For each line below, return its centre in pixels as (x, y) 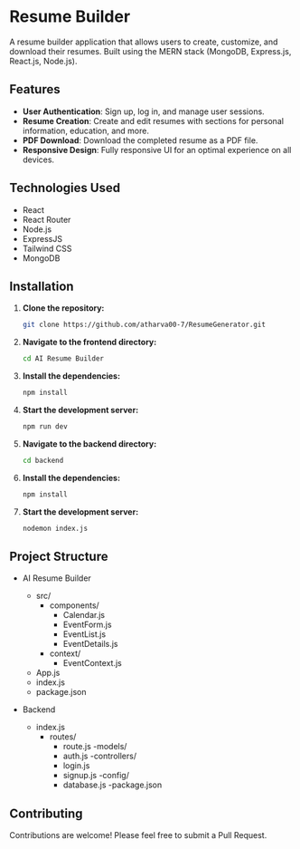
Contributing (46, 813)
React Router (47, 219)
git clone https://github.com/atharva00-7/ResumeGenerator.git (144, 325)
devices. (38, 159)
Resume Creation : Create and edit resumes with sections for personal (153, 121)
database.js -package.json (112, 785)
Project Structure (59, 556)
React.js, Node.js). (43, 61)
